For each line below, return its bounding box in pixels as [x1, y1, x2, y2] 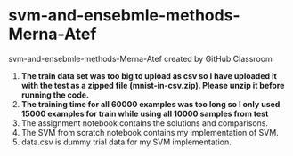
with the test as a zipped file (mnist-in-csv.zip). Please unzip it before [20, 80, 285, 90]
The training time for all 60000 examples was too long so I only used [20, 98, 281, 109]
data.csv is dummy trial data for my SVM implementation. [20, 136, 232, 147]
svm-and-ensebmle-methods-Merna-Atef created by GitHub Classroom [8, 53, 273, 64]
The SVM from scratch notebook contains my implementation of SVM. [20, 127, 280, 137]
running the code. [20, 90, 90, 100]
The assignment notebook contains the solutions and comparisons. [20, 117, 269, 129]
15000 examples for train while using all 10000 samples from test [20, 108, 269, 119]
